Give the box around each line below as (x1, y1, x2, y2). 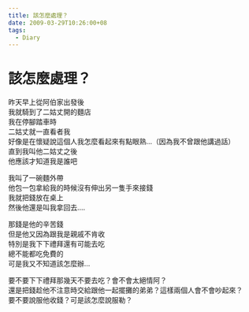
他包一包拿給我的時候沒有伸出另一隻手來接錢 (8, 183, 154, 193)
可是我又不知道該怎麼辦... (8, 259, 91, 269)
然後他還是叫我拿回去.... (8, 202, 86, 213)
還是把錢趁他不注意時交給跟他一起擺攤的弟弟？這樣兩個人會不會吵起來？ (8, 285, 243, 295)
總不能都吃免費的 (8, 249, 64, 258)
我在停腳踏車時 (8, 117, 57, 127)
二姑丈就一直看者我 (8, 127, 71, 136)
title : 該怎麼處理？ (8, 11, 69, 20)
